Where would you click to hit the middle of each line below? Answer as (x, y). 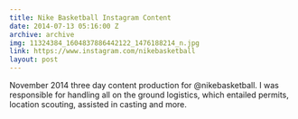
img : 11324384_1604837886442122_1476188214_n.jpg (105, 43)
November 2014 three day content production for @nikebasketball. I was (144, 85)
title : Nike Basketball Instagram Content (90, 18)
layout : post (34, 59)
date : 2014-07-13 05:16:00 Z (64, 26)
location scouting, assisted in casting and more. (98, 104)
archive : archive (42, 34)
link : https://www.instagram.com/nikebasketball (102, 51)
